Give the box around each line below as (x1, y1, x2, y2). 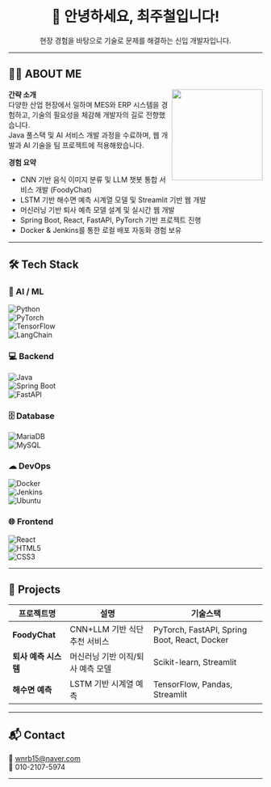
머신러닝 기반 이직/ (69, 651, 137, 662)
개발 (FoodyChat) (35, 184, 93, 194)
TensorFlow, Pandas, (152, 679, 233, 690)
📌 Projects (8, 583, 61, 597)
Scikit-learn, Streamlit (152, 657, 237, 668)
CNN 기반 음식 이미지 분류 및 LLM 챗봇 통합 (19, 175, 158, 184)
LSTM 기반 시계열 (69, 679, 134, 690)
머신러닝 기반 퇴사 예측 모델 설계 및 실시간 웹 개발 (19, 205, 175, 214)
